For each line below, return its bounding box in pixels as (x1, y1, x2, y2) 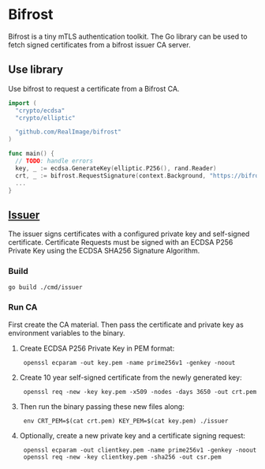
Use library (8, 63, 64, 77)
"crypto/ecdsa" (15, 107, 65, 114)
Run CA (8, 302, 38, 313)
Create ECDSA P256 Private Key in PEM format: (19, 343, 175, 353)
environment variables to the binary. (8, 328, 125, 337)
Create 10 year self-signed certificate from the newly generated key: (19, 373, 242, 382)
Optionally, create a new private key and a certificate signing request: (19, 430, 246, 440)
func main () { (8, 150, 55, 158)
